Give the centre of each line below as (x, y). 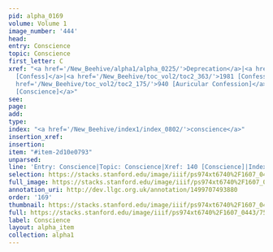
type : (17, 122)
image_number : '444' (43, 31)
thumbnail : (27, 205)
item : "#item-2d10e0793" (50, 152)
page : (17, 106)
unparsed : (25, 159)
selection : (27, 175)
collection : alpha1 (41, 235)
